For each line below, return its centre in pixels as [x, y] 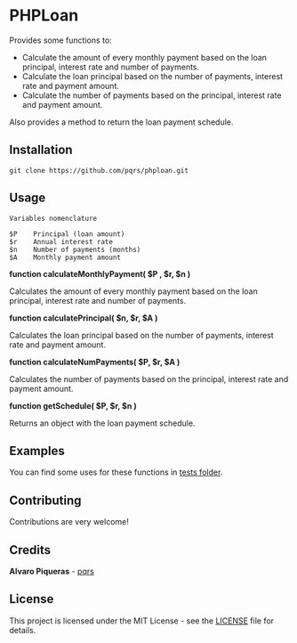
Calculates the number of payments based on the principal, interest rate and [149, 378]
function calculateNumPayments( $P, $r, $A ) [95, 362]
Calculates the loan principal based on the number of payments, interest [141, 335]
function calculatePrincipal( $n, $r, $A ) [84, 318]
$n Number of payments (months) [75, 249]
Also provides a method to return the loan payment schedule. [121, 122]
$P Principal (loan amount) [67, 234]
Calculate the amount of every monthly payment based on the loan [144, 57]
